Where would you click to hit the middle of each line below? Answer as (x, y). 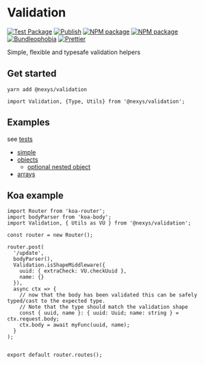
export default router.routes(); (55, 355)
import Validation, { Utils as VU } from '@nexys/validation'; (99, 223)
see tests (20, 139)
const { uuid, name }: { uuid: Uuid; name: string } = (99, 313)
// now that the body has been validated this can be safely (108, 295)
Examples (28, 122)
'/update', (29, 253)
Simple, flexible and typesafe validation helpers (74, 52)
